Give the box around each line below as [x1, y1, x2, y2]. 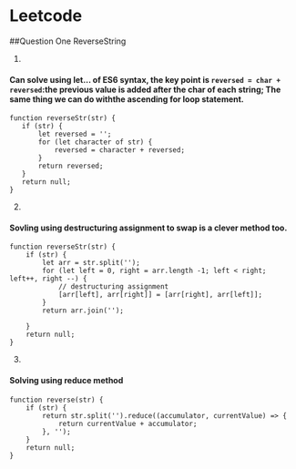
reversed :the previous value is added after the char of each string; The [9, 84, 281, 95]
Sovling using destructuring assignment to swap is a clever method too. [9, 222, 288, 233]
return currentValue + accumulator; [57, 419, 198, 428]
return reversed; [37, 161, 104, 171]
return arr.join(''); [42, 306, 125, 315]
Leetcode [9, 5, 83, 26]
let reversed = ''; [37, 129, 112, 139]
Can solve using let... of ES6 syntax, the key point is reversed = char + [9, 74, 281, 85]
